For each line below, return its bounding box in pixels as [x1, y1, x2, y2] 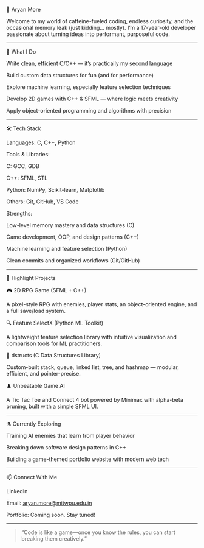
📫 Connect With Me [6, 474, 58, 480]
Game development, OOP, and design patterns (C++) [6, 233, 140, 241]
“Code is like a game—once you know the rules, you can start [21, 529, 176, 536]
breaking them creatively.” [21, 535, 87, 542]
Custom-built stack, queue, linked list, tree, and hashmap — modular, [6, 364, 179, 371]
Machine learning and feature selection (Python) [6, 245, 127, 252]
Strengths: [6, 210, 32, 217]
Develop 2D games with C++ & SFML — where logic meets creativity [6, 95, 178, 102]
